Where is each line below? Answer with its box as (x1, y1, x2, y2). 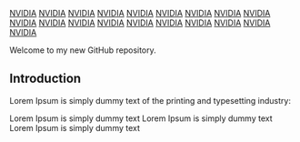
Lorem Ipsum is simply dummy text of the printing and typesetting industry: (9, 95, 291, 106)
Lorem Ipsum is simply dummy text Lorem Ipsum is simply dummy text (9, 113, 273, 124)
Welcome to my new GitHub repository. (9, 45, 156, 56)
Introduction (9, 71, 82, 86)
